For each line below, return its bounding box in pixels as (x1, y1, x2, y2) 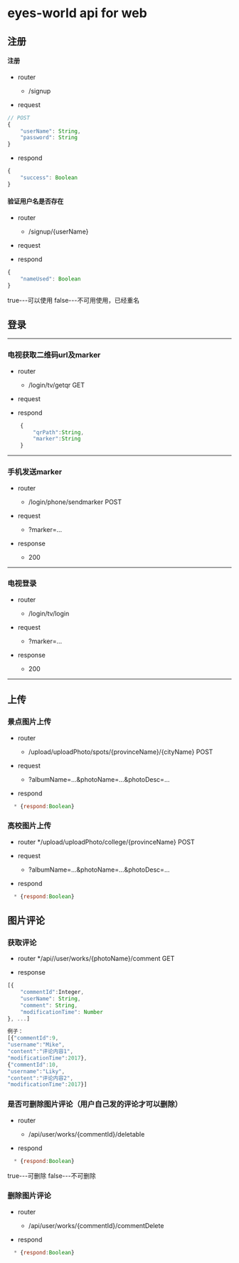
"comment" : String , (20, 1002, 78, 1009)
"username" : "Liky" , (7, 1067, 65, 1075)
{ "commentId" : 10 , (7, 1061, 59, 1068)
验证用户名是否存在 (7, 197, 64, 206)
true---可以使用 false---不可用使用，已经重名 (7, 296, 140, 304)
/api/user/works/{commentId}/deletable (28, 1129, 145, 1138)
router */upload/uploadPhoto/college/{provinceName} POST (17, 837, 196, 846)
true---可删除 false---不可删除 (7, 1171, 96, 1179)
